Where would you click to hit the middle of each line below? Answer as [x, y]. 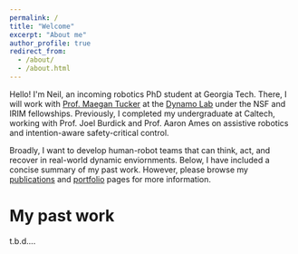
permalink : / [34, 18]
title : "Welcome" [42, 26]
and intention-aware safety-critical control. [89, 132]
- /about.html [44, 69]
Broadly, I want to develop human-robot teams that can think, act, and [140, 150]
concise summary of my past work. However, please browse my [129, 170]
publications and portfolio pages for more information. [110, 179]
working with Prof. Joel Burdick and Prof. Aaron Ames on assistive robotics [149, 122]
